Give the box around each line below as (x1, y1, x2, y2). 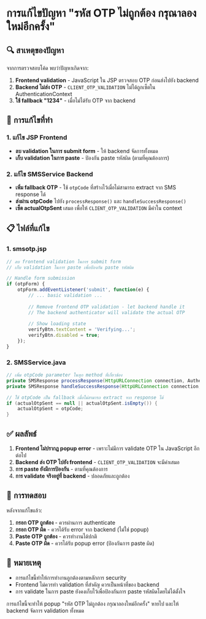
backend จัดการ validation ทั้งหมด (6, 607, 85, 614)
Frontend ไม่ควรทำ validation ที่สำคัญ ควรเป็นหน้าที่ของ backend (15, 580, 159, 588)
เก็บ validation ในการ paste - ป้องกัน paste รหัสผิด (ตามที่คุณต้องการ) (15, 154, 170, 162)
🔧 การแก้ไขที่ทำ (6, 115, 53, 126)
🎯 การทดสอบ (6, 490, 47, 501)
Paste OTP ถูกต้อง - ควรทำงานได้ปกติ (15, 533, 97, 540)
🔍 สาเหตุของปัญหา (6, 45, 64, 55)
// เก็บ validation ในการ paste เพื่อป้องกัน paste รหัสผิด (6, 264, 134, 271)
